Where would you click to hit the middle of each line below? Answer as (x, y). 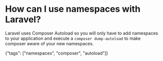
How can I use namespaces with (73, 9)
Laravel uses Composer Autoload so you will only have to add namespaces (82, 33)
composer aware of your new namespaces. (50, 43)
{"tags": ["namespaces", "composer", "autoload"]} (57, 53)
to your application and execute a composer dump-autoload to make (73, 38)
